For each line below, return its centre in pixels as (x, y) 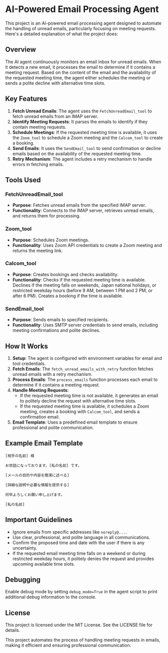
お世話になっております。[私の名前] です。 (43, 465)
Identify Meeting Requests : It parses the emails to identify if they (80, 121)
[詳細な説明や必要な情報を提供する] (37, 485)
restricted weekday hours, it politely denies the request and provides (83, 559)
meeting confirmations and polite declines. (56, 330)
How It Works (27, 346)
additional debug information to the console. (51, 597)
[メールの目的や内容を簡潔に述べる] (37, 475)
